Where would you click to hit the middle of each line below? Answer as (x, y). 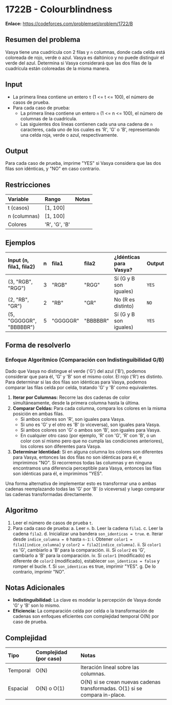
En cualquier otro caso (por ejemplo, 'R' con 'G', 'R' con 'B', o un (88, 435)
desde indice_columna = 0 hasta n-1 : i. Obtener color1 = (72, 539)
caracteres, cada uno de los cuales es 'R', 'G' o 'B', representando (90, 130)
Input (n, (18, 260)
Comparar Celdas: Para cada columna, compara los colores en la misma (89, 408)
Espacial (18, 689)
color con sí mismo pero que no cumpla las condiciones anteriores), (92, 441)
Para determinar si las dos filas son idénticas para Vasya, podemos (76, 382)
